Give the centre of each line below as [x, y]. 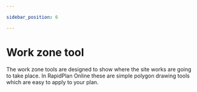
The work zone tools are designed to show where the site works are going [99, 69]
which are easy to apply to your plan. [52, 82]
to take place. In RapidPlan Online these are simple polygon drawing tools [98, 76]
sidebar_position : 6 [32, 17]
